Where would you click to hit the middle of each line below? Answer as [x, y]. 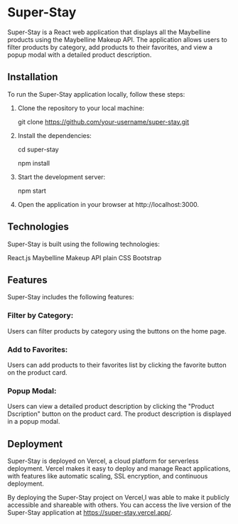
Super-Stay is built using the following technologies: [83, 244]
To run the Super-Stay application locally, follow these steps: [96, 94]
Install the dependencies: [55, 135]
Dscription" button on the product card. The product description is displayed [119, 414]
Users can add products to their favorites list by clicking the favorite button [117, 365]
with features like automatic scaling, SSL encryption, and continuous [108, 476]
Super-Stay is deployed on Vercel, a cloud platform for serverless [103, 461]
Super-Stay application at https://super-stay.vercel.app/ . [90, 513]
